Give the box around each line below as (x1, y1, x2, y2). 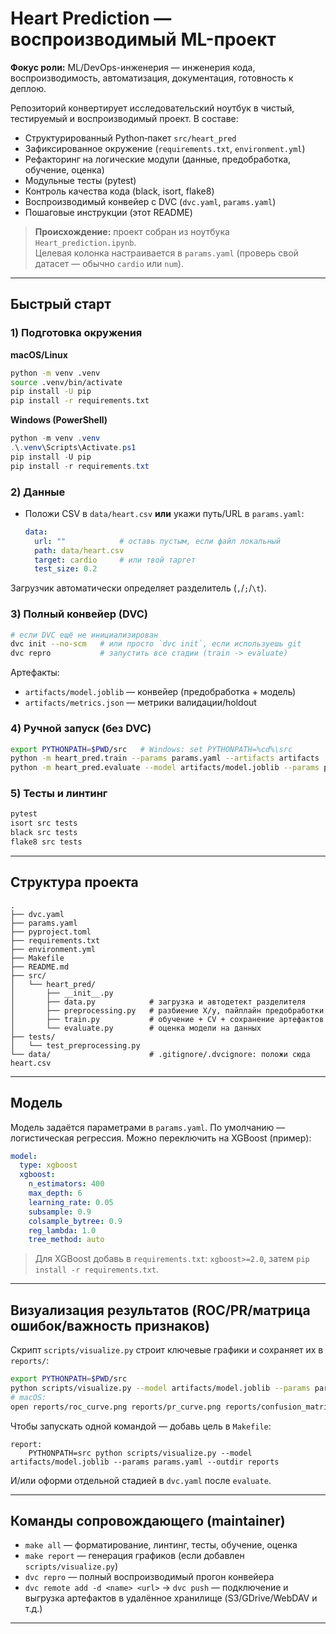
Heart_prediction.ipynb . (34, 236, 137, 248)
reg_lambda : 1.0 (28, 1225, 97, 1236)
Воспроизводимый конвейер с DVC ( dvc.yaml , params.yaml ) (24, 195, 277, 207)
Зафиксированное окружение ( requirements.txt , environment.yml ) (24, 142, 306, 154)
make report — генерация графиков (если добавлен (24, 1550, 245, 1562)
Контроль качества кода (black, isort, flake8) (24, 185, 215, 197)
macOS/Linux (10, 348, 68, 361)
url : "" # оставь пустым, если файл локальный (34, 536, 281, 546)
